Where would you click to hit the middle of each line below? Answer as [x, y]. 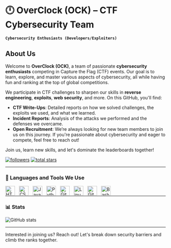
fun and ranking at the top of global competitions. [57, 82]
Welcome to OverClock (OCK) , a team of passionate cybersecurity [76, 66]
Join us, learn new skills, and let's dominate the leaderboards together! [80, 150]
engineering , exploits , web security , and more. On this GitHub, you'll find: [84, 97]
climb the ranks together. [31, 240]
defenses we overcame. [38, 124]
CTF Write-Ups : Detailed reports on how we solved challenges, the [83, 107]
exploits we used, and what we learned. [54, 113]
